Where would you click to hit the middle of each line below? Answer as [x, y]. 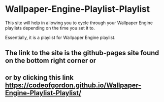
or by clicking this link [39, 77]
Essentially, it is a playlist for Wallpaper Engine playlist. [60, 37]
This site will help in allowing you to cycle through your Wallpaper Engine [79, 23]
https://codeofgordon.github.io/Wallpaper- [73, 85]
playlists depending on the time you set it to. [50, 28]
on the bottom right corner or [51, 61]
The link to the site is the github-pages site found [82, 53]
